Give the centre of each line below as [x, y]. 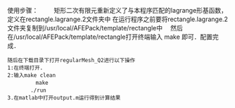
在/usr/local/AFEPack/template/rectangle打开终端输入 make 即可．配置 [110, 37]
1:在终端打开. [25, 68]
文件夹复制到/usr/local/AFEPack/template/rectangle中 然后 [95, 28]
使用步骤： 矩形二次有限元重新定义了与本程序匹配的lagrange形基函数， [117, 10]
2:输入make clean [32, 76]
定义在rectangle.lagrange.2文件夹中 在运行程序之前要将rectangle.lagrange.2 [118, 19]
